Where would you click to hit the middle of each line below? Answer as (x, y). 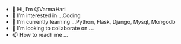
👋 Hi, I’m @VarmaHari (39, 9)
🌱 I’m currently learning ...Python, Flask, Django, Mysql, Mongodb (94, 22)
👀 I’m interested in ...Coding (46, 15)
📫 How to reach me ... (40, 35)
